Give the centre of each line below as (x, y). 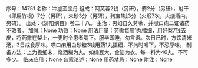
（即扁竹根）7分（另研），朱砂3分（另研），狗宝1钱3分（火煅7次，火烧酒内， (98, 16)
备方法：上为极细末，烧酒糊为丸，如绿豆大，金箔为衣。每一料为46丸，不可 (97, 52)
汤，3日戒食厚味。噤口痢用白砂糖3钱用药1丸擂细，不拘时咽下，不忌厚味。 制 (99, 45)
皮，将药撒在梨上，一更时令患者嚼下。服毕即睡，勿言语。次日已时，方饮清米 (99, 37)
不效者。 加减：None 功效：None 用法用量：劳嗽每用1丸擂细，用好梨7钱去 (96, 30)
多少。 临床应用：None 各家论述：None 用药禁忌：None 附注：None (89, 59)
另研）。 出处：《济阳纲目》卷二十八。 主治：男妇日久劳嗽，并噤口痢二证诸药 (98, 23)
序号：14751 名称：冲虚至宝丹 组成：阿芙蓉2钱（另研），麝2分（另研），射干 (98, 8)
